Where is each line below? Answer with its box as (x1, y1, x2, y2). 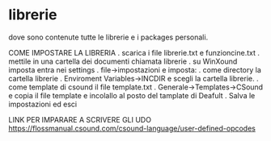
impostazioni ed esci (8, 99, 78, 109)
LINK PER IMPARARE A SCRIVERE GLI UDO (8, 114, 152, 124)
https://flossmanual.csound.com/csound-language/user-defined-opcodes (8, 123, 256, 133)
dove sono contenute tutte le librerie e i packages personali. (8, 32, 209, 42)
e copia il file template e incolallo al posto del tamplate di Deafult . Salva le (8, 90, 256, 100)
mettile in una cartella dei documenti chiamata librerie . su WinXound (8, 56, 238, 66)
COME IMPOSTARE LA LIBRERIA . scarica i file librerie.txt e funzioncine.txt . (8, 48, 260, 57)
